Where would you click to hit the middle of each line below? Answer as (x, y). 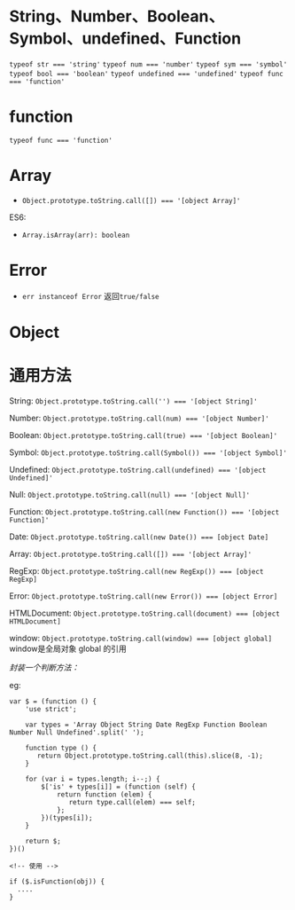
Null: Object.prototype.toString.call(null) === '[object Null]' (130, 494)
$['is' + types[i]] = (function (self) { (119, 787)
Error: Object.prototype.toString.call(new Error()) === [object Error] (144, 596)
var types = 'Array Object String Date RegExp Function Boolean (146, 725)
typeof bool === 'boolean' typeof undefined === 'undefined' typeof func (146, 74)
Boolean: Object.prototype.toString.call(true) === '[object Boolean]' (144, 435)
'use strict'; (51, 709)
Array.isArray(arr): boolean (76, 235)
